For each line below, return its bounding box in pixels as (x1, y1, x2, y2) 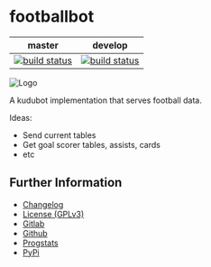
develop (92, 39, 128, 51)
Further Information (9, 175, 123, 190)
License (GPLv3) (22, 208, 85, 219)
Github (22, 227, 48, 238)
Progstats (22, 237, 59, 248)
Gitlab (22, 218, 45, 229)
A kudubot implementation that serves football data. (9, 95, 203, 106)
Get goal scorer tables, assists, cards (22, 139, 161, 150)
